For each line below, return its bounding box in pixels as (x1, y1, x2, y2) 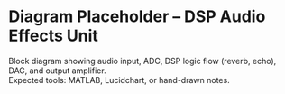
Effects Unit (8, 25, 98, 46)
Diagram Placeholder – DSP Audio (8, 6, 266, 27)
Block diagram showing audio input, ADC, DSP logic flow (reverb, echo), (8, 55, 277, 66)
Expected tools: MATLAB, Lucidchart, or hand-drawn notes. (8, 74, 231, 85)
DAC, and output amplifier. (8, 65, 106, 76)
